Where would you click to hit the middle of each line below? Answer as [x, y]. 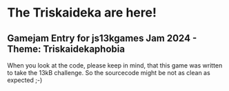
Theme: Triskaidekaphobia [66, 49]
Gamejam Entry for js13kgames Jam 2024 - [102, 38]
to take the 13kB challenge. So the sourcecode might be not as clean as [109, 73]
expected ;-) [25, 80]
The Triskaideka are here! [82, 13]
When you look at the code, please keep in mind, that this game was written [115, 65]
